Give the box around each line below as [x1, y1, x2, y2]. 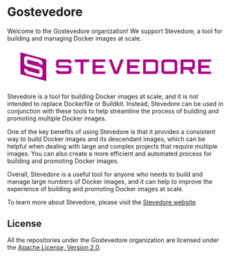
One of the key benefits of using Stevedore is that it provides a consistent [7, 127, 216, 136]
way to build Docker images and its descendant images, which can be [7, 135, 206, 143]
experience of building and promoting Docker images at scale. [7, 184, 184, 193]
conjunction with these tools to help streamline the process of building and [7, 107, 219, 115]
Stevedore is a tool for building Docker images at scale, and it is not [7, 92, 198, 100]
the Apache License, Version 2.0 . [7, 244, 101, 252]
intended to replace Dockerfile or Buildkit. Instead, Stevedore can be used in [7, 99, 224, 107]
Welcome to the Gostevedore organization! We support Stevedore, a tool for [7, 27, 222, 35]
